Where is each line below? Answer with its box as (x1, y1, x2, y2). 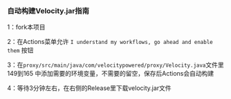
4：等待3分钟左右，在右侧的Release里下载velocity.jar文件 (7, 84, 172, 92)
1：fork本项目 (7, 23, 46, 32)
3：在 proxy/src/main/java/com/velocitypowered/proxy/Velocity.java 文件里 (7, 60, 225, 69)
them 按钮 (7, 46, 34, 54)
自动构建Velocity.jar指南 (7, 5, 90, 15)
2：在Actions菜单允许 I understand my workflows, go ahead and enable (7, 38, 213, 46)
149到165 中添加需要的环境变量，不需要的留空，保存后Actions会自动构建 (7, 69, 214, 78)
